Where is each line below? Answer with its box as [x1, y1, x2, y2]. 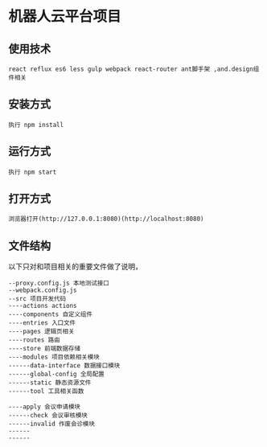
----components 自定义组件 [8, 310, 92, 318]
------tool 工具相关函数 [8, 388, 84, 396]
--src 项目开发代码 [8, 295, 67, 303]
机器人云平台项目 [8, 7, 122, 26]
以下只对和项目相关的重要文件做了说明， [8, 262, 142, 272]
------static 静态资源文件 [8, 379, 92, 387]
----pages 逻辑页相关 [8, 327, 75, 336]
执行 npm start [8, 168, 57, 176]
